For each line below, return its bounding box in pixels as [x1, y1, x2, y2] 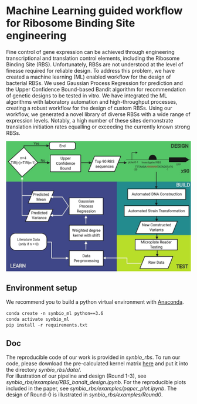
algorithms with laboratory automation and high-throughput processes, [6, 98, 178, 105]
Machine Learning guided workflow [6, 4, 183, 18]
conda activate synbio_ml [6, 317, 69, 322]
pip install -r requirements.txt [6, 322, 88, 328]
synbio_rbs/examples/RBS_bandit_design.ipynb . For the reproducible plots [6, 378, 186, 385]
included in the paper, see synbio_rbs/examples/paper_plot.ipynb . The [6, 385, 177, 392]
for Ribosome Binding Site [6, 16, 135, 30]
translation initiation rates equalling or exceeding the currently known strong [6, 123, 191, 130]
